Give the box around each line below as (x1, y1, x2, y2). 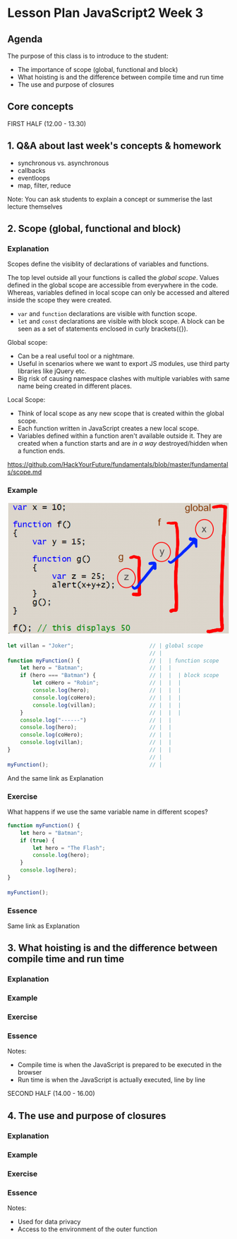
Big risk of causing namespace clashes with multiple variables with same (17, 374, 230, 383)
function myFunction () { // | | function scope (7, 657, 219, 664)
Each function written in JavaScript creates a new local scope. (17, 425, 200, 433)
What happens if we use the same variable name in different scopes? (7, 807, 208, 816)
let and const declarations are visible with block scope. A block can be (17, 317, 225, 326)
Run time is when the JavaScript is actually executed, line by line (17, 1075, 206, 1084)
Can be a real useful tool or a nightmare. (17, 352, 135, 360)
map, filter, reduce (17, 181, 71, 190)
